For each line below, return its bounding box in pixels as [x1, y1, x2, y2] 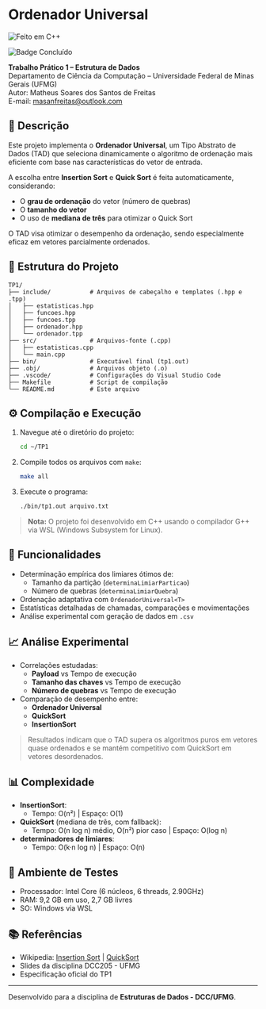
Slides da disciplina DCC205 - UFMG [19, 961, 141, 971]
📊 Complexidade [8, 776, 95, 789]
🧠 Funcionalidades [8, 548, 101, 562]
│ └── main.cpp [8, 351, 66, 359]
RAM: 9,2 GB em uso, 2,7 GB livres [19, 895, 133, 905]
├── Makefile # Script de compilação [8, 378, 169, 386]
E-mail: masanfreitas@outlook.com [8, 96, 123, 106]
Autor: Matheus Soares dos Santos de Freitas [8, 87, 156, 97]
